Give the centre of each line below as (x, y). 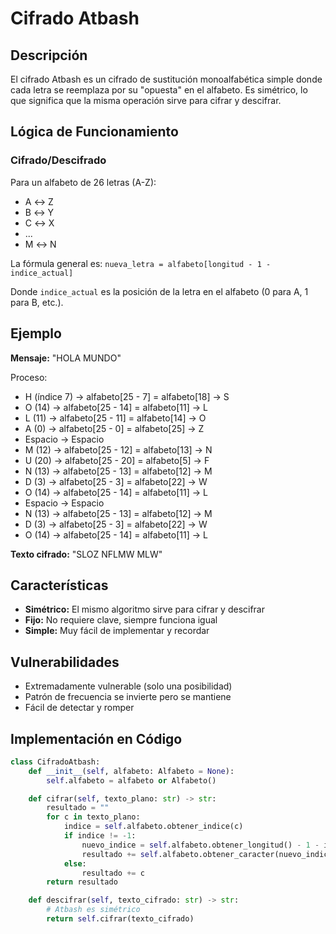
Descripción (49, 55)
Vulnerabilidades (65, 662)
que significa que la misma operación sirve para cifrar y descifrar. (146, 100)
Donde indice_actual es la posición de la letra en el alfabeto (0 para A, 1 (159, 291)
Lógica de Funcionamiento (94, 132)
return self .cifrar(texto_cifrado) (120, 919)
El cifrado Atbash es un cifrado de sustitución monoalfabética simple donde (166, 79)
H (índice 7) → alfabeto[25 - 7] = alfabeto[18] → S (127, 396)
